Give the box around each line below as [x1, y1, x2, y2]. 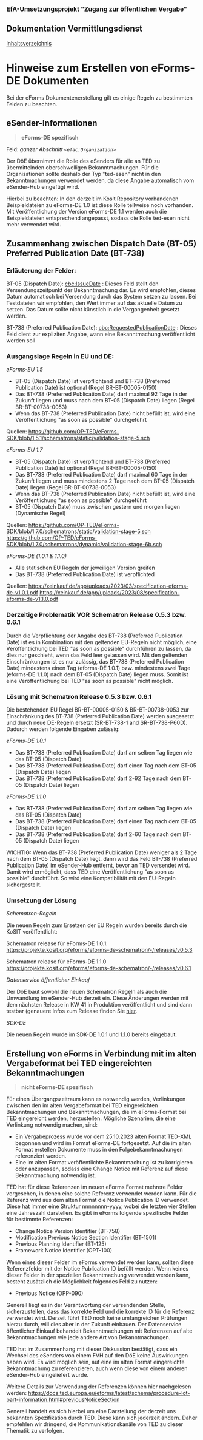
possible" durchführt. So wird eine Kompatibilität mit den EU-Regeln [6, 875, 176, 882]
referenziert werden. [15, 1152, 67, 1160]
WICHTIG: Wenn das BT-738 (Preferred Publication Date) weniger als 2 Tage [6, 849, 197, 856]
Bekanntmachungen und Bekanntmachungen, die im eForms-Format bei [6, 1109, 187, 1116]
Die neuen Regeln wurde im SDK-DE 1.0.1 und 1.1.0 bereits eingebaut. [6, 1031, 178, 1038]
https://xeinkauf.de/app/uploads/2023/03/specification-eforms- [28, 582, 189, 590]
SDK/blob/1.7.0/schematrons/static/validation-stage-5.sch [6, 528, 151, 535]
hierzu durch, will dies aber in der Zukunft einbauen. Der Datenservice [6, 1321, 182, 1328]
